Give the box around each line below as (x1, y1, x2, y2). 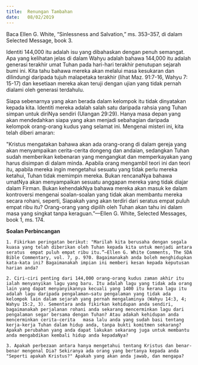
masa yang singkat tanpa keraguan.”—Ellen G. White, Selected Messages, (6, 210, 187, 217)
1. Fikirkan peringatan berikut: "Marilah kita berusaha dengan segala (6, 239, 187, 245)
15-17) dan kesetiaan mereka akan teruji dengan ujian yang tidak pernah (6, 79, 182, 87)
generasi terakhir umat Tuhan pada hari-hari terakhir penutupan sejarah (6, 60, 181, 68)
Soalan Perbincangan (6, 228, 60, 235)
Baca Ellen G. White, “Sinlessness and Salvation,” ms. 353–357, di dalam (6, 30, 183, 37)
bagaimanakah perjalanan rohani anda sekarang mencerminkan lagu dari (6, 306, 184, 312)
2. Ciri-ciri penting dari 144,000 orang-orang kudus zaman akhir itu (6, 275, 184, 281)
